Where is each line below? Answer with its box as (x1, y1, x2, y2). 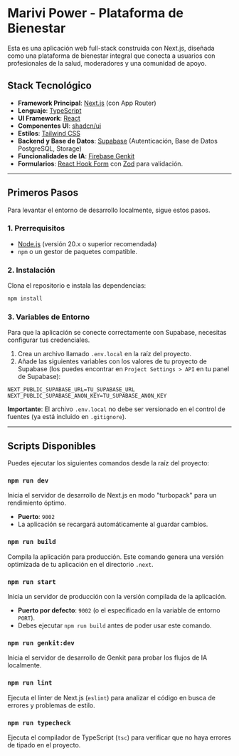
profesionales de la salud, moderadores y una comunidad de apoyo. (7, 59, 207, 67)
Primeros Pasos (7, 187, 79, 199)
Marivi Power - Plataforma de (7, 5, 184, 21)
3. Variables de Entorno (7, 312, 90, 322)
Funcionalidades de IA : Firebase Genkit (17, 151, 135, 160)
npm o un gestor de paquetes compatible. (17, 247, 137, 256)
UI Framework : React (17, 114, 80, 122)
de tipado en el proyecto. (7, 740, 81, 749)
